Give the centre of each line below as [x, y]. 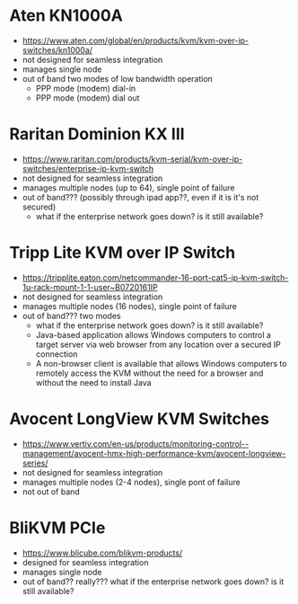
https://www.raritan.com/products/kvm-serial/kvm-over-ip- [132, 159]
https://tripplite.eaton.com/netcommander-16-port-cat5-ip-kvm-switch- [155, 277]
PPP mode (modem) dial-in [86, 88]
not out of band [51, 492]
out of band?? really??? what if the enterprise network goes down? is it [153, 582]
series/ [35, 463]
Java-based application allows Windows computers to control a [153, 334]
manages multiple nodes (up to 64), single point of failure [128, 187]
